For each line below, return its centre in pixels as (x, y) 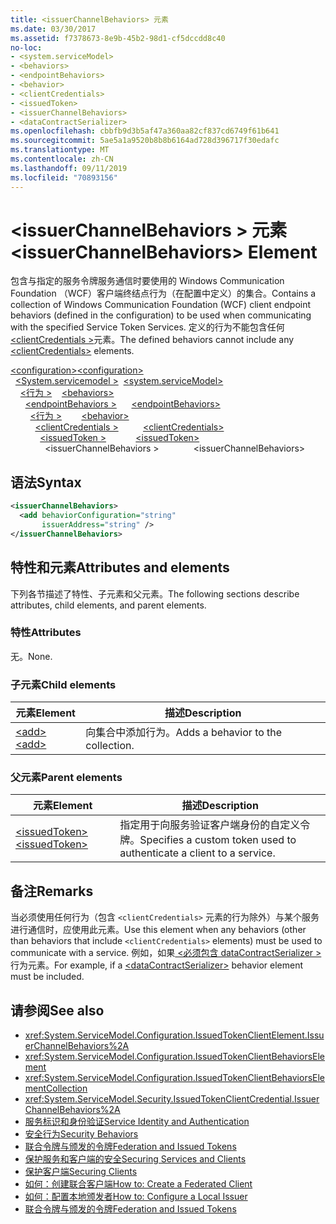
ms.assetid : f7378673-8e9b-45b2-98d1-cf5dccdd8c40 (118, 38)
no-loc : (26, 47)
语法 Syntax (46, 482)
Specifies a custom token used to (218, 840)
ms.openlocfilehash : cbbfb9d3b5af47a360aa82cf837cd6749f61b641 (145, 131)
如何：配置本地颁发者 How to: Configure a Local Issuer (136, 1197)
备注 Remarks (52, 891)
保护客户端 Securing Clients (81, 1172)
